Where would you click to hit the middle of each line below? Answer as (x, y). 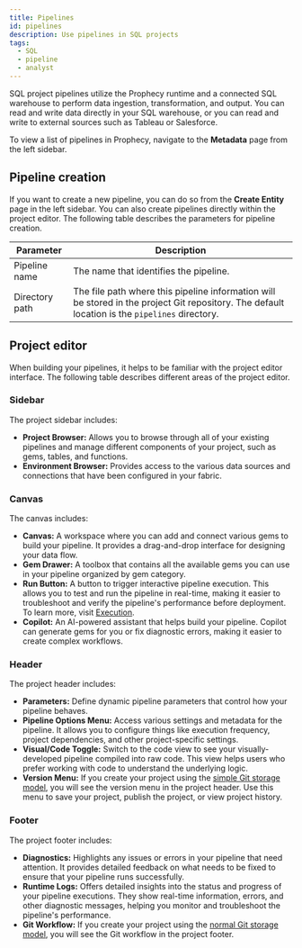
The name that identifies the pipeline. (151, 271)
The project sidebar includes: (64, 420)
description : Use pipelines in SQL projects (94, 34)
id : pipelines (36, 26)
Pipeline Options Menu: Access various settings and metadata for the (152, 720)
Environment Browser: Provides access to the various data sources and (156, 465)
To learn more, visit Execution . (78, 612)
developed (42, 759)
